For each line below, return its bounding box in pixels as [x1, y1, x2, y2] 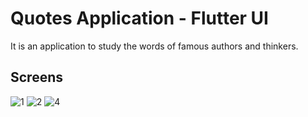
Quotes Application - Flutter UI [10, 7, 269, 30]
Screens [10, 69, 63, 86]
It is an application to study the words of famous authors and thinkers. [10, 40, 299, 52]
